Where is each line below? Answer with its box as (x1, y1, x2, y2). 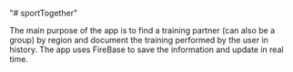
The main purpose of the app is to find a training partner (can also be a (9, 25, 276, 35)
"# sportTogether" (9, 8, 78, 18)
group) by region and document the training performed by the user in (9, 35, 268, 45)
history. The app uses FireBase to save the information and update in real (9, 44, 284, 55)
